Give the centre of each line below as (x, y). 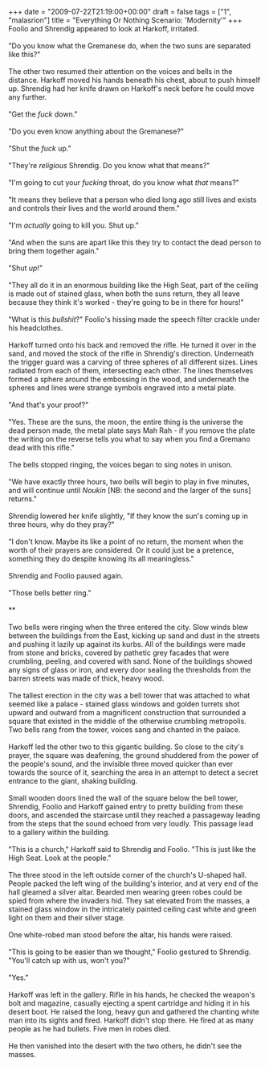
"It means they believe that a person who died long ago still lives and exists (132, 200)
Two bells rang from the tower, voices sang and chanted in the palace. (124, 730)
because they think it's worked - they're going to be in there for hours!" (126, 302)
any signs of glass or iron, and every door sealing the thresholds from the (130, 670)
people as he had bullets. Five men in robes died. (90, 1029)
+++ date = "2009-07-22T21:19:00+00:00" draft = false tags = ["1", (120, 12)
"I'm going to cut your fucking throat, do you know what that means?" (124, 183)
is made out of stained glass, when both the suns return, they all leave (124, 294)
